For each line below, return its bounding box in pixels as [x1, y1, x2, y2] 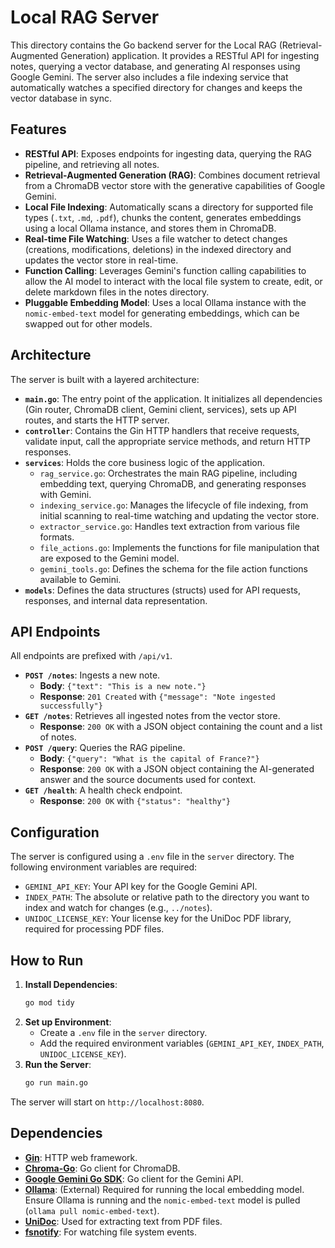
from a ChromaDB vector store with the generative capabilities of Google [24, 179, 326, 191]
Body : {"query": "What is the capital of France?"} [39, 752, 260, 765]
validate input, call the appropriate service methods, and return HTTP [24, 435, 311, 447]
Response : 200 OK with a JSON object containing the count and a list [39, 721, 323, 733]
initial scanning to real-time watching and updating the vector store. [39, 509, 320, 521]
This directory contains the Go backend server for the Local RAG [10, 39, 277, 51]
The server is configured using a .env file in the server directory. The [10, 851, 295, 863]
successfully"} [39, 701, 103, 711]
